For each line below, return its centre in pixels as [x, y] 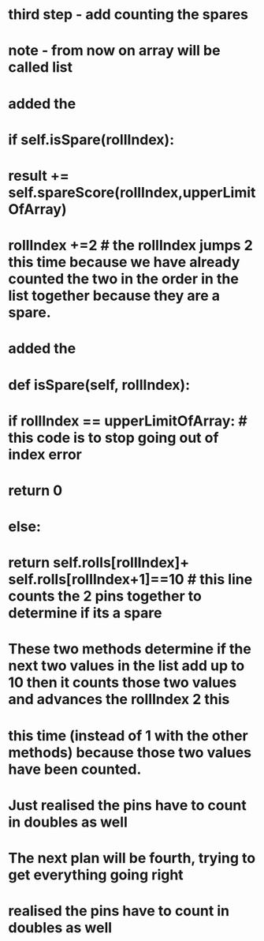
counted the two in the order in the [123, 279]
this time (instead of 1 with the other [128, 735]
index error [45, 454]
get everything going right [96, 875]
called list [41, 67]
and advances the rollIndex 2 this [119, 699]
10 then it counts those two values [123, 682]
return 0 [35, 490]
